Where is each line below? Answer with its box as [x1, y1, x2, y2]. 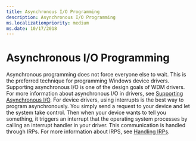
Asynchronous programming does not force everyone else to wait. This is [6, 71, 186, 78]
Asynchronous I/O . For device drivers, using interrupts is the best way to [6, 96, 184, 103]
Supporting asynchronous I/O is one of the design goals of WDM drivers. [6, 84, 185, 91]
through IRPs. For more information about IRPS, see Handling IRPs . [6, 128, 170, 135]
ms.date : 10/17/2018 [6, 25, 58, 32]
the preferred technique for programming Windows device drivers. [6, 77, 170, 84]
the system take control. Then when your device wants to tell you [6, 109, 167, 117]
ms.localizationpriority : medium [6, 20, 89, 26]
